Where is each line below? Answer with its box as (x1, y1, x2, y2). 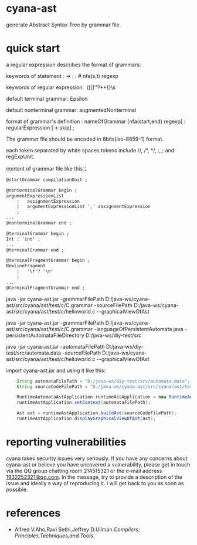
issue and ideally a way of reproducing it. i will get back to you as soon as (6, 479, 184, 486)
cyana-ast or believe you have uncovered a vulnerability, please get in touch (6, 461, 191, 468)
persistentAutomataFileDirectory (6, 332, 85, 339)
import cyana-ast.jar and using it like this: (6, 367, 106, 374)
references (6, 506, 61, 520)
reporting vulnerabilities (6, 435, 127, 449)
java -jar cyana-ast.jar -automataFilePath (6, 343, 105, 350)
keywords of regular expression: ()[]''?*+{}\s (6, 84, 116, 91)
